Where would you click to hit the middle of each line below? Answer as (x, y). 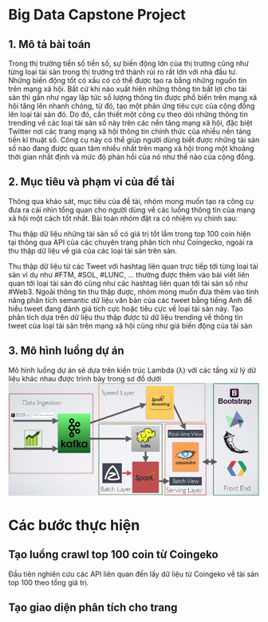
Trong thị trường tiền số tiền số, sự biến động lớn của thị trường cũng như (128, 63)
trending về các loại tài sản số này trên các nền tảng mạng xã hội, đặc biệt (130, 123)
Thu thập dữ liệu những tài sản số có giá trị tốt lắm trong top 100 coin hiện (130, 233)
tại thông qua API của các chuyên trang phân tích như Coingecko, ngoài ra (131, 242)
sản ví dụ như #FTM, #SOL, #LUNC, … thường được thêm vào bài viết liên (129, 274)
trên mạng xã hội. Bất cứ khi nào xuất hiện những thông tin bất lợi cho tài (128, 89)
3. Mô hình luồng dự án (67, 351)
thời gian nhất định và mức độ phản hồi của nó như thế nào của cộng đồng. (132, 157)
